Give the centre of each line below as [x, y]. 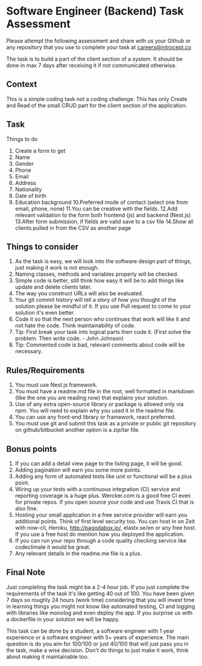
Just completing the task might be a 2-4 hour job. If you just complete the [98, 587]
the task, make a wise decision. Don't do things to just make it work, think [97, 650]
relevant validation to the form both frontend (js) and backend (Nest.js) [103, 215]
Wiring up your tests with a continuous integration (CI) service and [98, 489]
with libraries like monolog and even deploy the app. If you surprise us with [99, 613]
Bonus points [32, 449]
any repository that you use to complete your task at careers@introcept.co [99, 47]
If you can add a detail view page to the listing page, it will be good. [99, 463]
